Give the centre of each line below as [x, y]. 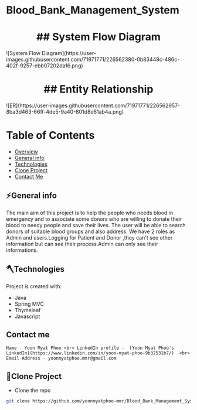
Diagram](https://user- [69, 53]
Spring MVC [29, 304]
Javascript [27, 316]
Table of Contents [50, 136]
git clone [18, 401]
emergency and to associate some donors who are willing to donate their [94, 219]
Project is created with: [34, 286]
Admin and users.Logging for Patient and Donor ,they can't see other [89, 237]
